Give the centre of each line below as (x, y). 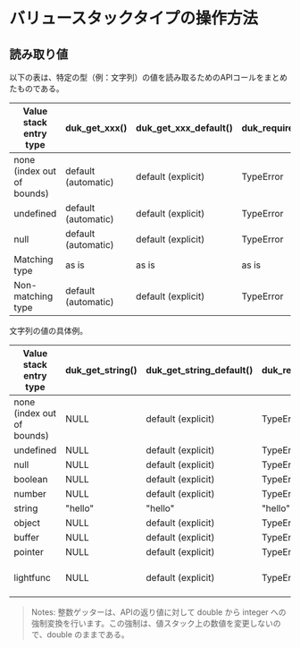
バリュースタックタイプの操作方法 (134, 18)
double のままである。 (88, 635)
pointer (29, 552)
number (30, 494)
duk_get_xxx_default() (184, 128)
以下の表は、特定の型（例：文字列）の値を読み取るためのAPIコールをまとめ (149, 77)
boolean (31, 479)
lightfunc (32, 578)
